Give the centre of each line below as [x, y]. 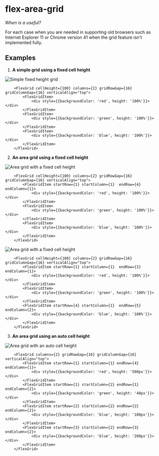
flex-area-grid [34, 9]
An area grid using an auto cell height [51, 336]
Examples [20, 58]
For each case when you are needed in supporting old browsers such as [78, 32]
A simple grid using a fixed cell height [51, 70]
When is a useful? [23, 23]
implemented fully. [24, 42]
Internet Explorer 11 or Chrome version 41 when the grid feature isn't [74, 37]
